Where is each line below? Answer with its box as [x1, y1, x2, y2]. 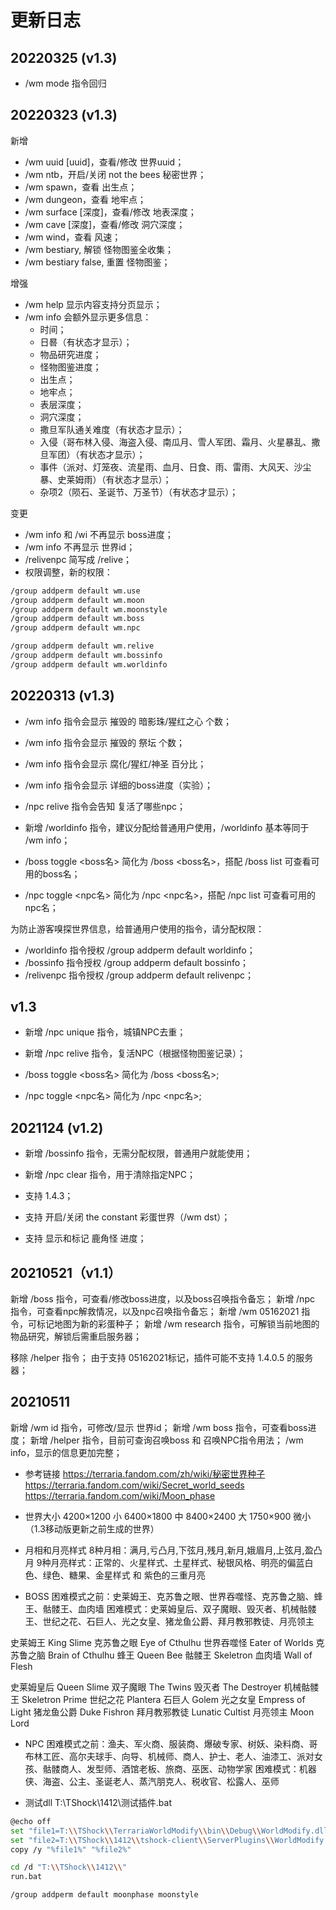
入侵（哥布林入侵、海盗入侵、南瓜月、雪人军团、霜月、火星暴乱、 [39, 436, 312, 448]
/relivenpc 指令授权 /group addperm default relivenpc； [24, 969, 255, 981]
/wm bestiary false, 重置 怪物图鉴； [24, 256, 171, 268]
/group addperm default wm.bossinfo [10, 651, 163, 661]
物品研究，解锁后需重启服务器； [10, 1331, 142, 1343]
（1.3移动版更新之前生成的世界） [24, 1522, 160, 1535]
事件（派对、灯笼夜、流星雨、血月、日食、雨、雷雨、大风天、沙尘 [39, 461, 312, 473]
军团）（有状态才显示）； [48, 448, 146, 460]
